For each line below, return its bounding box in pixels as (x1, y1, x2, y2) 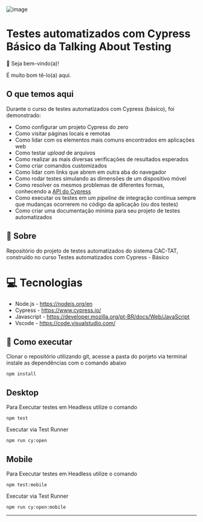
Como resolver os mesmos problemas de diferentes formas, (14, 181, 165, 188)
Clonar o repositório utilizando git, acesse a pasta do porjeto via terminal (6, 353, 187, 360)
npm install (6, 371, 36, 377)
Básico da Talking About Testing (6, 40, 172, 54)
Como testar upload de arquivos (14, 149, 95, 156)
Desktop (6, 388, 39, 398)
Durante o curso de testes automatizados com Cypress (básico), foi (6, 105, 175, 112)
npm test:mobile (6, 481, 47, 487)
